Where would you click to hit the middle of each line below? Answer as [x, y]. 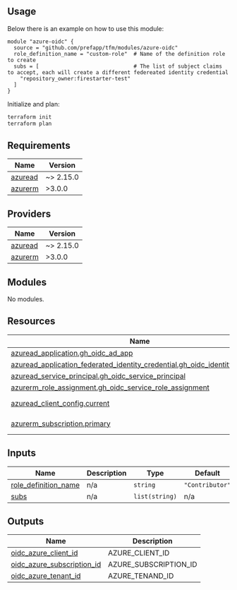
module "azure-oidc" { [41, 42]
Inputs [22, 453]
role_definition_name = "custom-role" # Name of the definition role [120, 54]
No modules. [26, 299]
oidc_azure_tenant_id [46, 576]
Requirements [39, 145]
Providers [29, 213]
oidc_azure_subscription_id [56, 565]
